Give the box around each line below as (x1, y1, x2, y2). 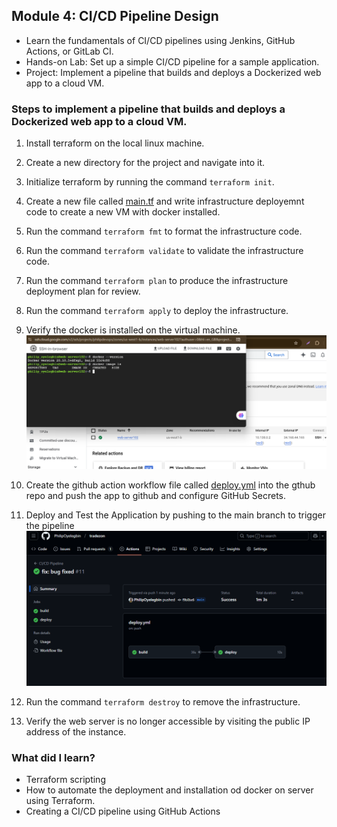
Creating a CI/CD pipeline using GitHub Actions (25, 805, 221, 818)
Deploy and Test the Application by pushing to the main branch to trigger (25, 509, 326, 521)
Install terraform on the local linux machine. (25, 137, 205, 149)
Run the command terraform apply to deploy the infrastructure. (25, 305, 289, 317)
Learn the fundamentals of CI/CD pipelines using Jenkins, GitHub (25, 34, 296, 46)
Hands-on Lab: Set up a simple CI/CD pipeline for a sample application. (25, 55, 320, 68)
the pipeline (25, 520, 75, 532)
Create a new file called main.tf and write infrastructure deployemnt (25, 195, 305, 208)
